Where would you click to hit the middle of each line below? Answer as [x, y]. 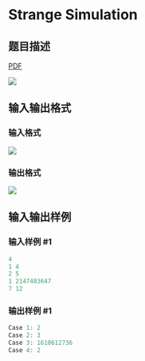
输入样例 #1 [30, 242]
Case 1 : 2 [25, 328]
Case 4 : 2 [25, 350]
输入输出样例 [40, 217]
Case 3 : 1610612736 [41, 343]
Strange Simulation [73, 15]
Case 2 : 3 [25, 335]
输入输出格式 [40, 108]
